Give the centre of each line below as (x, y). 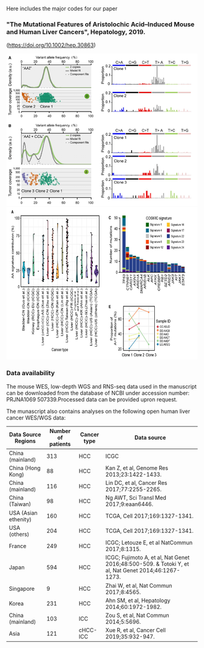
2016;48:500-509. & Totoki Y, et (147, 564)
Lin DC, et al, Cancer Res (136, 483)
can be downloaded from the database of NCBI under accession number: (98, 393)
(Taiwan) (20, 504)
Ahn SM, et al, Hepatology (138, 600)
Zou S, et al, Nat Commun (137, 615)
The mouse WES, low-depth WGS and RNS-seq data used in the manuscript (102, 386)
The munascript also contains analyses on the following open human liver (98, 411)
